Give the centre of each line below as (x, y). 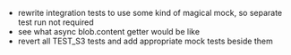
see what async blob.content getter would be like (108, 31)
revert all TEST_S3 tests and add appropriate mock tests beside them (145, 41)
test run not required (56, 22)
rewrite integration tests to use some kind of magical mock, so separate (150, 13)
